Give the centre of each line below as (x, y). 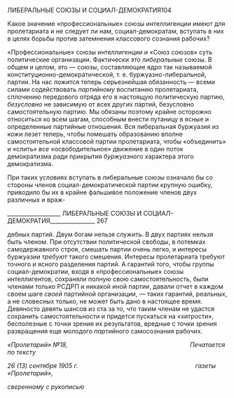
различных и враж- (36, 200)
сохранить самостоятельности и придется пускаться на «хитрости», (110, 316)
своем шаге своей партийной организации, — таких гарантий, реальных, (117, 294)
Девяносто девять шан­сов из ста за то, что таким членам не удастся (111, 309)
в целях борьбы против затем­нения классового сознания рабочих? (109, 39)
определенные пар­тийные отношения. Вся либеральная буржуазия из (113, 126)
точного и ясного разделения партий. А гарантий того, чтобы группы (111, 264)
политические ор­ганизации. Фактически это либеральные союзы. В (110, 60)
